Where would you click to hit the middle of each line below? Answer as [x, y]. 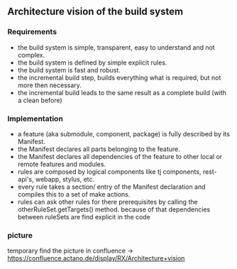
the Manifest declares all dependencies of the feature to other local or [120, 156]
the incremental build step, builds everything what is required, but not [119, 77]
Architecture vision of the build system [95, 12]
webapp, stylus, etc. [65, 179]
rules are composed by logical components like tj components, [109, 171]
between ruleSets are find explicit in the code [84, 216]
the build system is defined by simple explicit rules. [92, 62]
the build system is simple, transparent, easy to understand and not [116, 47]
